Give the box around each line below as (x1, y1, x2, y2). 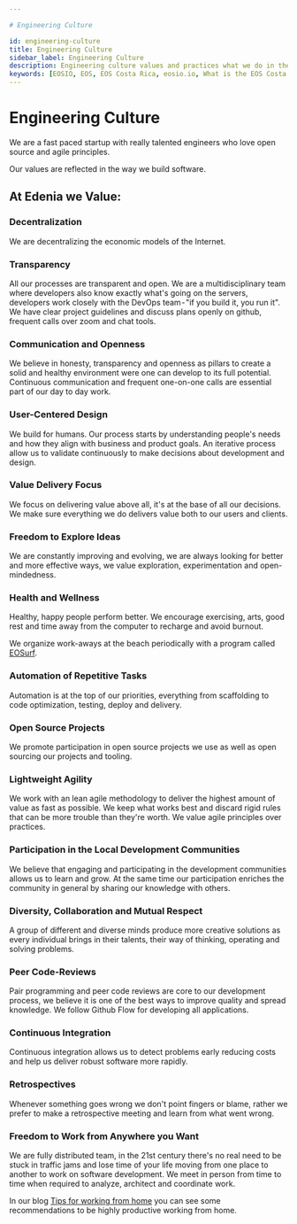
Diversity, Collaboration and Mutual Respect (9, 904, 203, 917)
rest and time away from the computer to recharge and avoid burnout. (9, 621, 263, 631)
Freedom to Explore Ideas (9, 531, 121, 543)
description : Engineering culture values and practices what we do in (9, 61, 275, 71)
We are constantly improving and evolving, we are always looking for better (9, 551, 284, 562)
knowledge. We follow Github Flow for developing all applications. (9, 1004, 249, 1015)
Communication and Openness (9, 337, 146, 350)
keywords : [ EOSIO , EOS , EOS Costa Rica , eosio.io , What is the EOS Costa (9, 70, 287, 79)
